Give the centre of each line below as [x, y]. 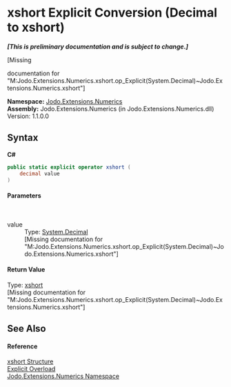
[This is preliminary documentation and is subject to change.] [98, 46]
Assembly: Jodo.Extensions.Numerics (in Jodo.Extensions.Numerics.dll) [111, 108]
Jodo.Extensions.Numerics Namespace [63, 376]
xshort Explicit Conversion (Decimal [112, 13]
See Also [27, 329]
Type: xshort [25, 285]
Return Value [26, 270]
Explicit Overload [31, 369]
